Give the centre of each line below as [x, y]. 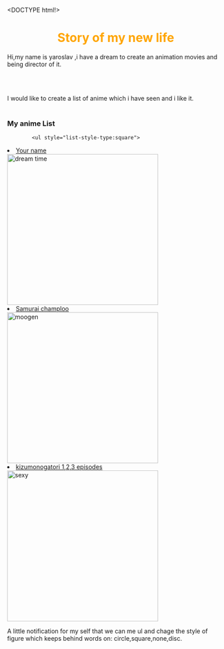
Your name [31, 150]
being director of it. [34, 64]
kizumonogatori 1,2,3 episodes [59, 467]
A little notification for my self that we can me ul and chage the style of [108, 631]
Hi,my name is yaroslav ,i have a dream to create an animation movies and [112, 57]
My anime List [31, 123]
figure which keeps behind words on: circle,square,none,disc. [95, 639]
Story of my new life [116, 38]
